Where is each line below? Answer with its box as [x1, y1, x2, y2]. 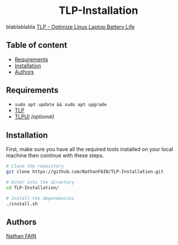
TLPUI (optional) [14, 113, 54, 120]
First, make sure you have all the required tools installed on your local [6, 146, 174, 153]
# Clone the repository [6, 164, 64, 169]
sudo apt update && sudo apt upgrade [14, 102, 107, 108]
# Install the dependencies [6, 195, 75, 201]
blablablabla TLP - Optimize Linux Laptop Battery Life [6, 23, 135, 30]
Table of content [6, 40, 67, 50]
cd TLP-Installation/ [6, 185, 59, 190]
